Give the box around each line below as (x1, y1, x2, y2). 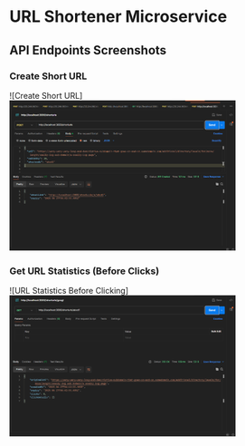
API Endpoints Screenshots (9, 43, 167, 58)
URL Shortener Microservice (9, 6, 228, 27)
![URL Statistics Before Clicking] (9, 285, 129, 296)
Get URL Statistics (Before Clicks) (9, 265, 160, 277)
